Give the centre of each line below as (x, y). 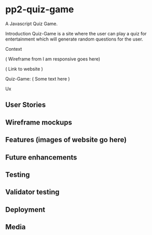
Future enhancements (41, 157)
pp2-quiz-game (40, 9)
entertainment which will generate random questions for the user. (74, 39)
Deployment (25, 210)
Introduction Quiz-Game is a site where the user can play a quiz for (76, 33)
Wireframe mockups (39, 122)
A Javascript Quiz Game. (31, 24)
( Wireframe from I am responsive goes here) (53, 59)
